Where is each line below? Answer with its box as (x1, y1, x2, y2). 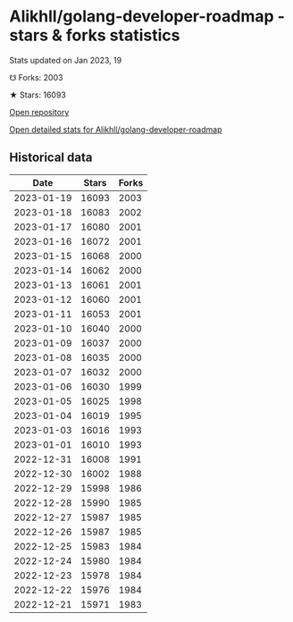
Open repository (9, 106, 70, 117)
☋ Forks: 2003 (9, 71, 63, 82)
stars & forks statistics (9, 25, 180, 46)
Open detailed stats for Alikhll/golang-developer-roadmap (9, 123, 222, 135)
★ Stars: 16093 (9, 89, 67, 100)
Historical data (9, 150, 93, 165)
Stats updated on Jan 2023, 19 (9, 55, 122, 65)
